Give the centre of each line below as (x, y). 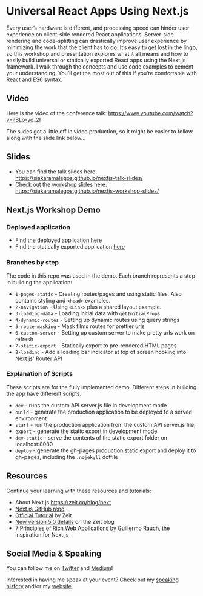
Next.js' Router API (38, 358)
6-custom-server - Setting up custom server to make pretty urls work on (105, 332)
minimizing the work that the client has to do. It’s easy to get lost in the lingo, (102, 47)
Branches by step (33, 263)
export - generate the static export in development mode (86, 431)
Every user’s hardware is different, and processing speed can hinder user (98, 28)
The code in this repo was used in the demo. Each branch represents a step (101, 276)
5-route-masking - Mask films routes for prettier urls (80, 326)
